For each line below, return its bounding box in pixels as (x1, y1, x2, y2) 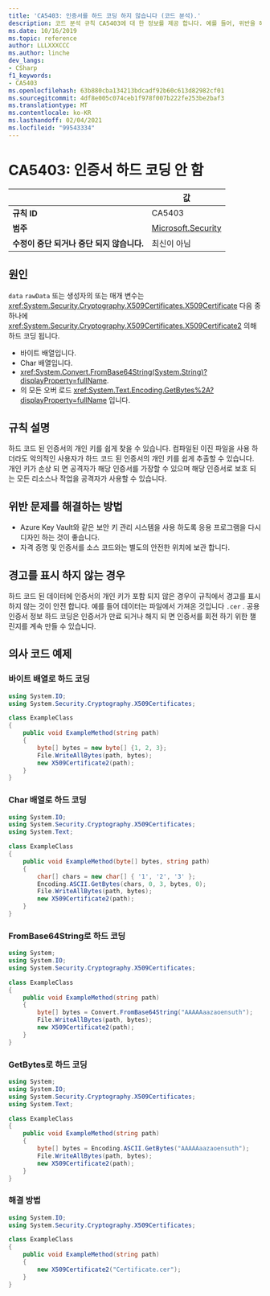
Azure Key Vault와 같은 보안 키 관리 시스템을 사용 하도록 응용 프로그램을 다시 (19, 523, 261, 532)
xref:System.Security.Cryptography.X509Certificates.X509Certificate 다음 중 (8, 301, 261, 310)
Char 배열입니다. (19, 358, 73, 367)
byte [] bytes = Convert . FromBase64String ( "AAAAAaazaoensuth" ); (37, 1008, 253, 1017)
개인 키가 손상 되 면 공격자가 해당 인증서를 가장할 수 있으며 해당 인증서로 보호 (8, 464, 248, 474)
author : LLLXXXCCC (8, 42, 70, 50)
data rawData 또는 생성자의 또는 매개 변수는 (8, 290, 145, 300)
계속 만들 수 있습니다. (29, 621, 96, 631)
